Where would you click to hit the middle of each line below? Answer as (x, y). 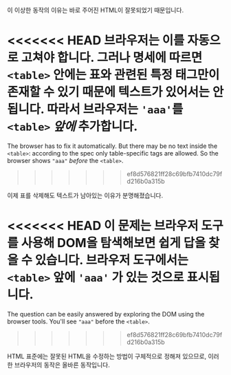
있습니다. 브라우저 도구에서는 (112, 260)
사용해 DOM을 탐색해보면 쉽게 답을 (113, 243)
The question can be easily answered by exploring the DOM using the (106, 314)
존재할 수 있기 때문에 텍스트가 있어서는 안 (115, 92)
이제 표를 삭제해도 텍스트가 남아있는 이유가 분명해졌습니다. (85, 195)
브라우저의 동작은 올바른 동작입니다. (62, 365)
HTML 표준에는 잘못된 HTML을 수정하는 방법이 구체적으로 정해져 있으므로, (107, 356)
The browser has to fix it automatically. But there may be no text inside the (112, 146)
